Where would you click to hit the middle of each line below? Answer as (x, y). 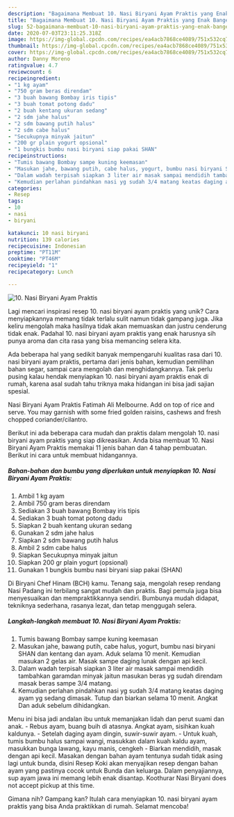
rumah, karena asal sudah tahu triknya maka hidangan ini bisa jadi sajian (111, 384)
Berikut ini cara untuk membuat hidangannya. (73, 455)
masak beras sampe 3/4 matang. (65, 683)
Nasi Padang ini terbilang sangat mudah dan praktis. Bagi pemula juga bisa (115, 590)
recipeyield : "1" (33, 266)
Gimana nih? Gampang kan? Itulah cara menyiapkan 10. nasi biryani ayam (113, 799)
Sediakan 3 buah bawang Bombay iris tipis (79, 510)
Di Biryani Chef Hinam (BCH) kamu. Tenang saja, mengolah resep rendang (114, 583)
